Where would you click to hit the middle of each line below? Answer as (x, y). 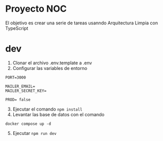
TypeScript (17, 28)
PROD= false (18, 99)
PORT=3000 (16, 77)
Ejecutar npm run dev (35, 133)
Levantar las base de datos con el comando (59, 114)
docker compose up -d (28, 124)
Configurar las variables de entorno (50, 68)
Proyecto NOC (36, 9)
